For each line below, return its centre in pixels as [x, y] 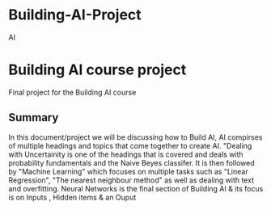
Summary [34, 118]
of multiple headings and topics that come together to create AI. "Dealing [130, 145]
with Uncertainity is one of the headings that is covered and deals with [126, 154]
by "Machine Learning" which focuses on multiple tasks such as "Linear [128, 171]
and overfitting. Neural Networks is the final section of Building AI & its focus [136, 188]
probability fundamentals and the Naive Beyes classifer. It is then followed [131, 162]
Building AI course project [97, 70]
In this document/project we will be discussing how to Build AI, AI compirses [135, 137]
